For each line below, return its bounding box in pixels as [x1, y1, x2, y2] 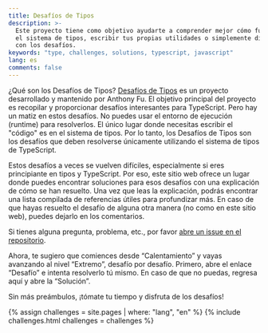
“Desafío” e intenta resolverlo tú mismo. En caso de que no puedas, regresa [8, 268, 258, 277]
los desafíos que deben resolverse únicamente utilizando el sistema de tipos [8, 137, 260, 146]
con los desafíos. [15, 42, 77, 50]
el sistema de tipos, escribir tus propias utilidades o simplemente [15, 34, 251, 42]
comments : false [8, 64, 62, 72]
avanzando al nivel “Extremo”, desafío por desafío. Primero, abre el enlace [8, 259, 253, 268]
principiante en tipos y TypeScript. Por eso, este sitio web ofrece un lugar [8, 168, 250, 178]
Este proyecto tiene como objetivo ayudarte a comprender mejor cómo [15, 26, 251, 34]
